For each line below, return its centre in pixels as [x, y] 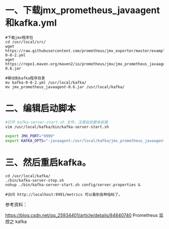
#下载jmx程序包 [19, 37]
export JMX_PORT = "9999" [30, 136]
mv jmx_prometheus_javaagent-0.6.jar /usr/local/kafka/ [65, 87]
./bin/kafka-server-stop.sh [35, 181]
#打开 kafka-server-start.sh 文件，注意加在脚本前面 [57, 122]
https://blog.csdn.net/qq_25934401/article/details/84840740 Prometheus [81, 215]
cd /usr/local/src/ [26, 42]
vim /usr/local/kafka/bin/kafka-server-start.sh [57, 127]
